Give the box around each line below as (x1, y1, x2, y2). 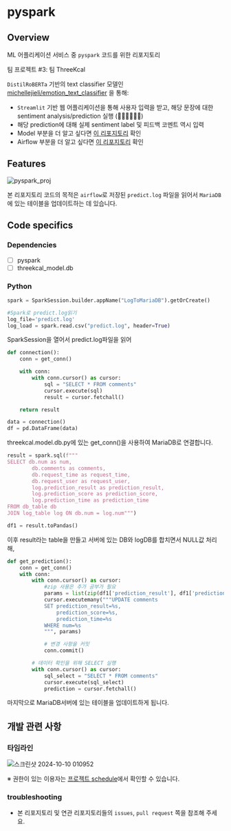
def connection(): (7, 349, 60, 356)
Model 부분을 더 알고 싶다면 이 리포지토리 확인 (16, 129, 142, 137)
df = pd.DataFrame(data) (7, 425, 78, 432)
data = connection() (7, 418, 67, 426)
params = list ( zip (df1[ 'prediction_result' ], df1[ (43, 590, 192, 597)
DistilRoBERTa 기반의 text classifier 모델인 (7, 80, 124, 88)
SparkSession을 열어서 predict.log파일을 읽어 (7, 336, 132, 344)
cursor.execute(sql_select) (43, 679, 125, 686)
